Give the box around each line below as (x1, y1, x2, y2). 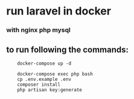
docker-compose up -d (17, 60, 71, 66)
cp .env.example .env (17, 76, 71, 82)
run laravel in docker (6, 4, 112, 18)
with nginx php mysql (6, 26, 71, 34)
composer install (17, 81, 61, 88)
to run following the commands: (6, 44, 129, 55)
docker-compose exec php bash (17, 71, 94, 77)
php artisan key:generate (17, 86, 83, 93)
